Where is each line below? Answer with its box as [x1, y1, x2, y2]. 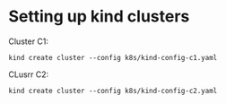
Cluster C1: [8, 36, 49, 47]
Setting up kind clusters [8, 6, 190, 27]
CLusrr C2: [8, 69, 49, 80]
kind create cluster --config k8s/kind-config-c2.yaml [8, 86, 218, 95]
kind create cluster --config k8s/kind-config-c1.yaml [8, 53, 218, 62]
